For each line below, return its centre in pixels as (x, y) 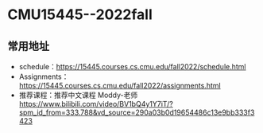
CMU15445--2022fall (80, 15)
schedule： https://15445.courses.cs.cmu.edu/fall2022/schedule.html (132, 66)
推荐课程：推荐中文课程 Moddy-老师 (78, 95)
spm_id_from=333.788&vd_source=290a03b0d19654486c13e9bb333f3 (137, 112)
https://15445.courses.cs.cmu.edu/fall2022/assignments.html (120, 86)
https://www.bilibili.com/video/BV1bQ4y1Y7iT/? (96, 104)
